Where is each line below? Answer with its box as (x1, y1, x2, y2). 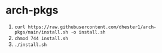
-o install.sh (71, 29, 106, 35)
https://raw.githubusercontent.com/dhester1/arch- (27, 24, 157, 30)
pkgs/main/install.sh (14, 29, 68, 35)
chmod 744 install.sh (14, 35, 68, 41)
